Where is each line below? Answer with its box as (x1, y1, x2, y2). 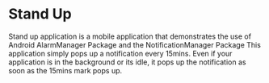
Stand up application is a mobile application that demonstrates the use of (8, 31, 252, 41)
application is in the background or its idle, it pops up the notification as (8, 57, 246, 67)
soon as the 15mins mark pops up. (8, 65, 123, 75)
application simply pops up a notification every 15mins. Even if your (8, 48, 233, 58)
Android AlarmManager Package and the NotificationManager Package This (8, 39, 261, 49)
